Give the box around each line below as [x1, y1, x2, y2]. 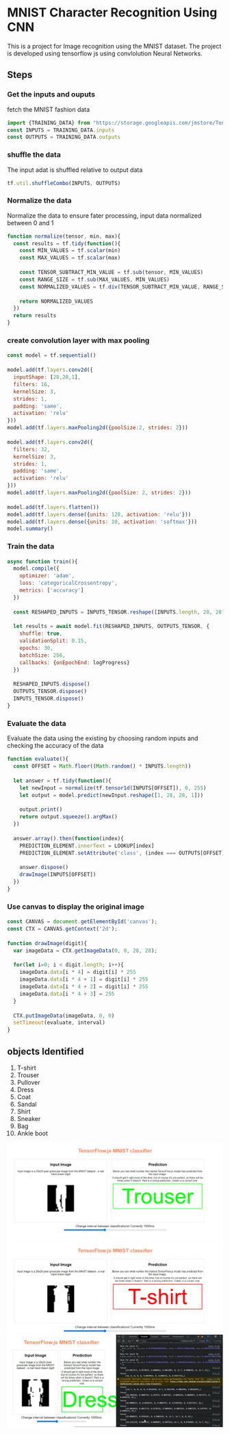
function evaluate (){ [7, 755, 69, 763]
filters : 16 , [13, 381, 51, 388]
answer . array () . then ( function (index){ [13, 835, 125, 842]
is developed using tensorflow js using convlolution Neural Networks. [7, 49, 203, 58]
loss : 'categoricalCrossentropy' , [19, 580, 118, 587]
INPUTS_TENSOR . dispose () [13, 695, 84, 703]
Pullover [16, 1078, 40, 1086]
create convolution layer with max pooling [7, 336, 150, 345]
